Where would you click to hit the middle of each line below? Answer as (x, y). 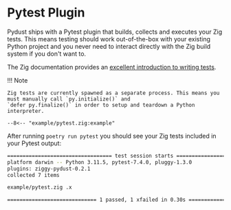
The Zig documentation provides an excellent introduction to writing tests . (112, 67)
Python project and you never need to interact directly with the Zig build (109, 46)
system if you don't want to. (47, 54)
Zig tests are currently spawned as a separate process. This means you (113, 93)
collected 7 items (33, 175)
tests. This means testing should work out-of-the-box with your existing (109, 39)
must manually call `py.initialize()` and (69, 99)
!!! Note (18, 80)
